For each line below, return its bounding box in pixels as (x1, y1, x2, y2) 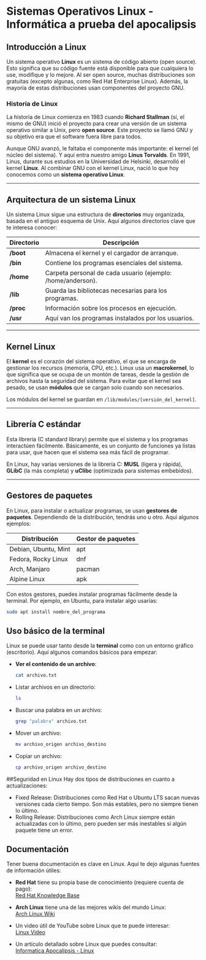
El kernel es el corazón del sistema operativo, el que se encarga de (6, 357, 177, 365)
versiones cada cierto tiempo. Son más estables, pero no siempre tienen (15, 800, 199, 808)
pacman (76, 565, 100, 573)
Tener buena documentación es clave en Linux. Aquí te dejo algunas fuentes (6, 861, 200, 868)
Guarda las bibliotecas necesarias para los (45, 287, 167, 295)
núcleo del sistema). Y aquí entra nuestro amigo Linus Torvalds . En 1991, (6, 152, 191, 159)
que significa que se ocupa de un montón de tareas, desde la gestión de (6, 370, 189, 378)
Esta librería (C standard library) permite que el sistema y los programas (6, 435, 188, 443)
